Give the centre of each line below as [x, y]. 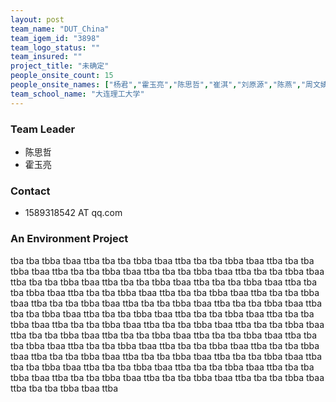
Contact [30, 191]
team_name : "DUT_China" [60, 29]
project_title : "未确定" [60, 66]
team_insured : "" [46, 57]
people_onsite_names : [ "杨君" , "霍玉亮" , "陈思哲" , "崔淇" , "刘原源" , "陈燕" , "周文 [165, 85]
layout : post [37, 19]
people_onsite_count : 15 [62, 76]
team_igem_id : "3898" [55, 38]
